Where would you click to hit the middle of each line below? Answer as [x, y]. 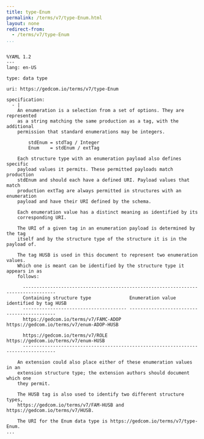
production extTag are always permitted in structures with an [100, 191]
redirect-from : [26, 29]
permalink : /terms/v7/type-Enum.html [54, 18]
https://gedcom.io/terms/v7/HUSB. [50, 411]
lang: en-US [21, 68]
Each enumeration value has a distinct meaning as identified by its [108, 212]
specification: [26, 100]
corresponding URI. [42, 218]
